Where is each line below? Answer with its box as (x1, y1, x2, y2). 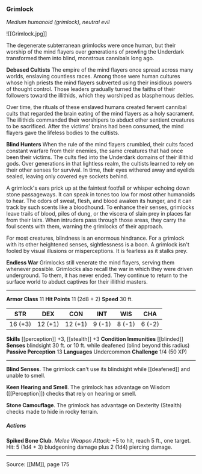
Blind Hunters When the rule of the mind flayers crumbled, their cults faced (6, 141, 194, 148)
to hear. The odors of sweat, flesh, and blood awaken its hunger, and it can (6, 198, 192, 205)
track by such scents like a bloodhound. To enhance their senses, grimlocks (6, 204, 195, 211)
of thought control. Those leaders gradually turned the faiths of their (6, 86, 176, 93)
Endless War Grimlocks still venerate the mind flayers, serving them (6, 259, 175, 266)
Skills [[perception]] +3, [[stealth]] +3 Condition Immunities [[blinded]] (6, 335, 183, 343)
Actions (6, 422, 26, 429)
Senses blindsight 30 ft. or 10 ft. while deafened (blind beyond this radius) (6, 342, 190, 349)
